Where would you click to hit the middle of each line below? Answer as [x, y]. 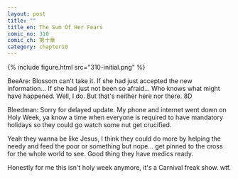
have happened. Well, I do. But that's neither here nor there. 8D [100, 96]
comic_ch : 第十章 [31, 40]
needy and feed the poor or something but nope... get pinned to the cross [115, 146]
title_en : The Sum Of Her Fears [55, 27]
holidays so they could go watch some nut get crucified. [90, 125]
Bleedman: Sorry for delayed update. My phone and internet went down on [117, 110]
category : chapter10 [38, 47]
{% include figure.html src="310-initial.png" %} [76, 67]
